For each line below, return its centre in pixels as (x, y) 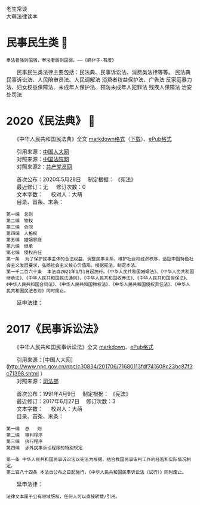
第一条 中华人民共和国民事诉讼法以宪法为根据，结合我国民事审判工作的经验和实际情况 (96, 459)
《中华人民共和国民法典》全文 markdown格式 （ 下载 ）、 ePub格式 (94, 139)
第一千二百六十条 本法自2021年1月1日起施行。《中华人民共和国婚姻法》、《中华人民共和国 (100, 272)
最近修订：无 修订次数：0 (51, 187)
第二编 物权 (20, 221)
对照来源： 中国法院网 (43, 159)
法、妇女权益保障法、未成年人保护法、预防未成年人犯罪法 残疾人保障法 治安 (99, 87)
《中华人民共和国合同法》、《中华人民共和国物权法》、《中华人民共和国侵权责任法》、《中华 (96, 284)
